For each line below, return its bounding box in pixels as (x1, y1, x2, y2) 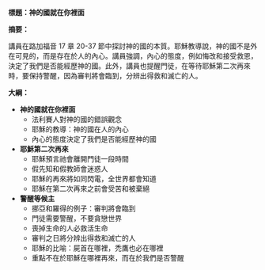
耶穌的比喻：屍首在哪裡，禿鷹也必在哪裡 (31, 243, 164, 253)
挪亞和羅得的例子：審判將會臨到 (31, 203, 136, 213)
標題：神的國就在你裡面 (8, 8, 85, 17)
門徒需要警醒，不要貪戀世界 (31, 214, 123, 222)
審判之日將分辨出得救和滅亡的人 (31, 234, 136, 242)
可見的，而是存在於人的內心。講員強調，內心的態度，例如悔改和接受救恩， (14, 51, 258, 60)
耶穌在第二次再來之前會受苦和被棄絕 (31, 184, 150, 193)
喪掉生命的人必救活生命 (31, 223, 108, 233)
